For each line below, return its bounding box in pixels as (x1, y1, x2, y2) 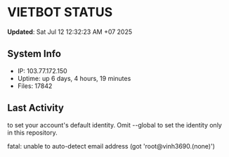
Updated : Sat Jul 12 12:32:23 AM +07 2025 (7, 27, 133, 36)
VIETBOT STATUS (7, 4, 113, 20)
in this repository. (7, 128, 58, 137)
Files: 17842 (17, 82, 53, 90)
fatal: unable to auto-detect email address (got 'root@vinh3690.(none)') (7, 142, 216, 150)
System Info (7, 48, 62, 60)
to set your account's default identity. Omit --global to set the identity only (7, 120, 223, 129)
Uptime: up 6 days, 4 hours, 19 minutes (17, 74, 131, 82)
